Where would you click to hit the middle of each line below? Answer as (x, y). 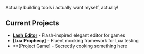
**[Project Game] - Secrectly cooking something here (70, 46)
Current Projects (32, 23)
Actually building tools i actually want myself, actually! (62, 7)
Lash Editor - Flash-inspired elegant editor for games (69, 35)
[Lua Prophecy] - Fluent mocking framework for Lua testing (76, 40)
